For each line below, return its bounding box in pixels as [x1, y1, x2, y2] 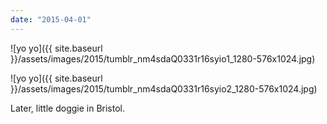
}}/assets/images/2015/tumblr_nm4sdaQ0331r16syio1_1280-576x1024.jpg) [10, 52, 316, 65]
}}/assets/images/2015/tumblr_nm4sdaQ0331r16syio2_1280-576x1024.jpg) [10, 82, 318, 95]
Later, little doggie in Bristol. [10, 102, 126, 114]
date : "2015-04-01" [10, 14, 92, 25]
